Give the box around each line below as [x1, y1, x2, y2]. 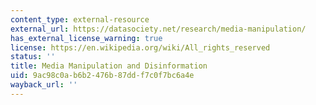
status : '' [10, 52, 56, 62]
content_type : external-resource [10, 14, 150, 25]
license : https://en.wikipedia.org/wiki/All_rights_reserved [10, 42, 271, 53]
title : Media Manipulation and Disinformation [10, 61, 208, 71]
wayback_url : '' [10, 80, 78, 90]
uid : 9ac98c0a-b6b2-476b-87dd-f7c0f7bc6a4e [10, 71, 195, 81]
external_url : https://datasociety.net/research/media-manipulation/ [10, 24, 307, 34]
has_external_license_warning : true [10, 33, 163, 43]
